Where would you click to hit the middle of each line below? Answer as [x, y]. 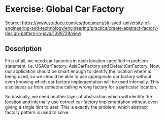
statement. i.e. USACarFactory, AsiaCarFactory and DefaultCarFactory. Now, [82, 66]
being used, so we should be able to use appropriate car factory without [78, 76]
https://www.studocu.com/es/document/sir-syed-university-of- [86, 23]
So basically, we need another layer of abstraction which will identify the [79, 96]
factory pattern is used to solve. [37, 112]
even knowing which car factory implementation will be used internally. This [82, 81]
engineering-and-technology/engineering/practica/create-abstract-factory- [82, 28]
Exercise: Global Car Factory [65, 9]
